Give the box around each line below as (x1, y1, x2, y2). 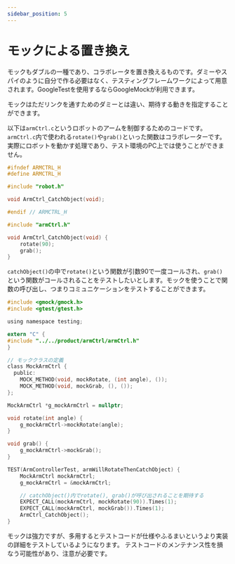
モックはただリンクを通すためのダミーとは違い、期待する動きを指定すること (7, 100, 229, 108)
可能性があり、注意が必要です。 (19, 549, 112, 558)
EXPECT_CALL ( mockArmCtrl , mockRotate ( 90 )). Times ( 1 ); (20, 499, 177, 506)
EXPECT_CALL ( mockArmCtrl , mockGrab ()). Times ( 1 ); (20, 505, 165, 512)
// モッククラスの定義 (7, 357, 64, 364)
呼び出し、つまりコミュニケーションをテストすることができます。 (19, 285, 210, 293)
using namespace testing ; (7, 318, 83, 326)
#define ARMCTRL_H (7, 170, 61, 178)
